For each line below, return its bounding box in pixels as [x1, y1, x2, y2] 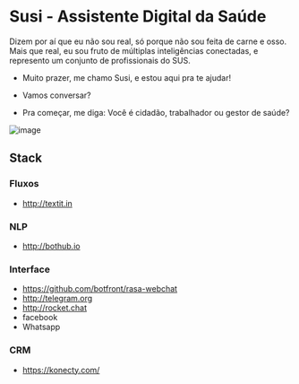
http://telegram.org [21, 293, 93, 304]
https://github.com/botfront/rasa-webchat [21, 284, 177, 294]
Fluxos [9, 178, 39, 190]
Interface [9, 263, 51, 275]
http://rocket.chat [21, 302, 88, 313]
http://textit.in [21, 197, 73, 208]
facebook [21, 312, 58, 323]
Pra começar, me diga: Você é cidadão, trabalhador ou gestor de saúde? [21, 107, 290, 118]
